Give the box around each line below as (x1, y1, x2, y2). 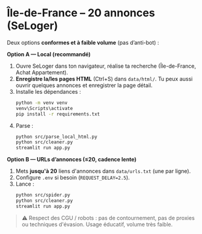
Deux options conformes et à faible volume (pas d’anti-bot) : (7, 39, 160, 46)
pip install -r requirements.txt (15, 111, 100, 117)
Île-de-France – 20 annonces (7, 6, 155, 20)
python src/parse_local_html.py (15, 134, 97, 140)
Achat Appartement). (15, 68, 68, 76)
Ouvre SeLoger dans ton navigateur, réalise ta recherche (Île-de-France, (15, 62, 197, 70)
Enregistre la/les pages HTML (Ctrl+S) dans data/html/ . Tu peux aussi (15, 75, 193, 82)
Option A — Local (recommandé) (7, 50, 91, 57)
